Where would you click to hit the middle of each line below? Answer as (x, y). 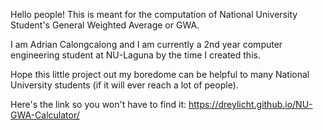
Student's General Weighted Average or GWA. (105, 25)
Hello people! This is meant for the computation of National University (154, 14)
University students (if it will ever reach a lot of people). (124, 85)
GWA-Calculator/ (45, 115)
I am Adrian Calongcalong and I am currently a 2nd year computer (146, 44)
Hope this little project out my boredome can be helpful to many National (160, 74)
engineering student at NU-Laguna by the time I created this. (135, 55)
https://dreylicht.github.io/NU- (250, 104)
